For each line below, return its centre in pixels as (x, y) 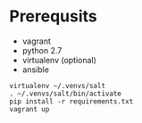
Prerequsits (54, 16)
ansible (35, 70)
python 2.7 (42, 50)
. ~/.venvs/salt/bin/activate (66, 94)
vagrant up (29, 109)
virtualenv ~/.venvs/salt (57, 86)
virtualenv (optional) (59, 60)
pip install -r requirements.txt (71, 101)
